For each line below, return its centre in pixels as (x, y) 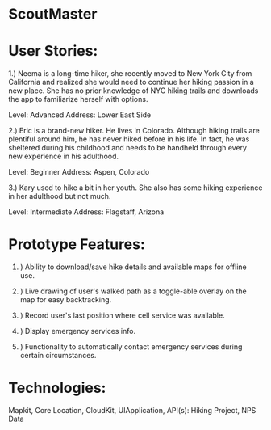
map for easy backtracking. (66, 300)
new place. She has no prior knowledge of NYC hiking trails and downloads (133, 91)
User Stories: (53, 51)
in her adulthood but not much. (60, 196)
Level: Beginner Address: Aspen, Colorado (79, 172)
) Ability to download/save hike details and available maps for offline (133, 267)
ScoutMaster (53, 14)
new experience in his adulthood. (64, 156)
